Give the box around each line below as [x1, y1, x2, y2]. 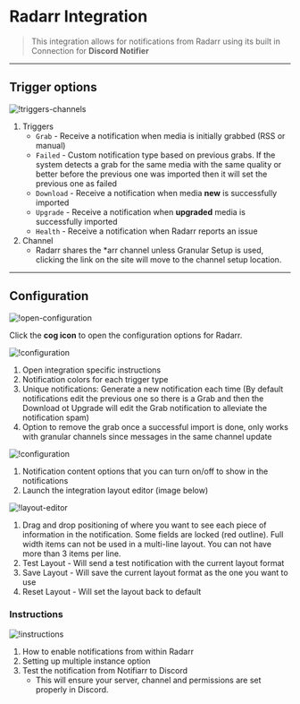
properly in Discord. [35, 683, 109, 695]
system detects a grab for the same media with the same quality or [35, 159, 282, 169]
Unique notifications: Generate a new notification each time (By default [21, 383, 284, 394]
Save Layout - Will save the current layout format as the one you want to [21, 567, 288, 578]
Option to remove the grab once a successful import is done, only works [21, 421, 288, 432]
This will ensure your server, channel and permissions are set [35, 674, 262, 685]
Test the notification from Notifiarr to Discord [21, 665, 188, 675]
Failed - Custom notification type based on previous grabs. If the [35, 150, 276, 160]
